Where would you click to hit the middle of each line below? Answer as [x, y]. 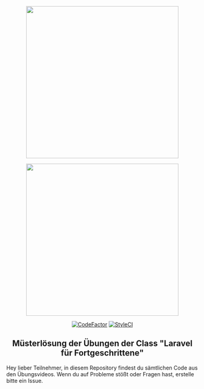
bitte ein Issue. [25, 380]
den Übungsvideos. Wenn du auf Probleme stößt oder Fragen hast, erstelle [100, 374]
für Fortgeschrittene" [102, 353]
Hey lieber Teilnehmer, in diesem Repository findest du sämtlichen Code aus [102, 368]
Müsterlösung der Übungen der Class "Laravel [102, 344]
